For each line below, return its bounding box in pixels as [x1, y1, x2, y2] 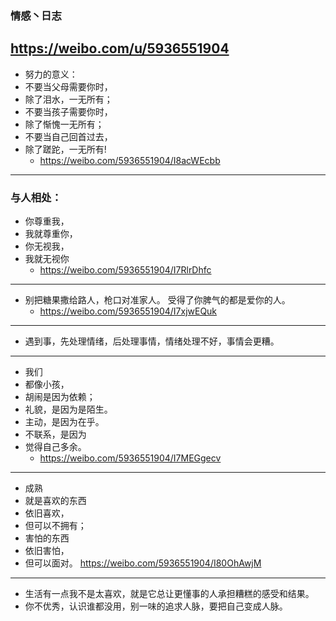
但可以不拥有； [24, 520, 87, 532]
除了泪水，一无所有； [24, 93, 113, 105]
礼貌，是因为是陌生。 [24, 403, 113, 416]
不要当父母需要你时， [24, 80, 113, 92]
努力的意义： [24, 68, 78, 80]
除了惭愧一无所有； [24, 118, 105, 130]
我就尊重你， [24, 228, 78, 240]
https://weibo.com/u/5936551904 [10, 40, 230, 57]
